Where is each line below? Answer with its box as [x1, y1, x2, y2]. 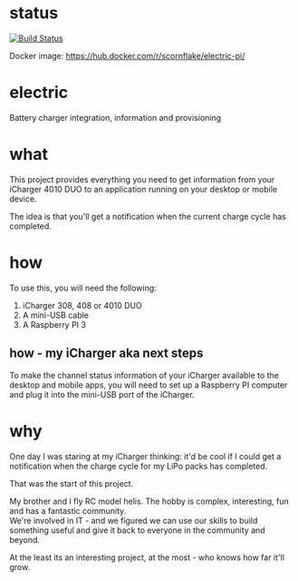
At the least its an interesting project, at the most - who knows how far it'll [9, 552, 285, 563]
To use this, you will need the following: [9, 282, 157, 293]
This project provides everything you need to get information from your [9, 173, 275, 184]
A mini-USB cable [22, 310, 89, 320]
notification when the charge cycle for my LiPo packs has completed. [9, 460, 268, 471]
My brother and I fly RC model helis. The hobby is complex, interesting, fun [9, 496, 289, 507]
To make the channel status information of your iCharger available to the [9, 369, 279, 380]
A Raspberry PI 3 [22, 319, 86, 330]
